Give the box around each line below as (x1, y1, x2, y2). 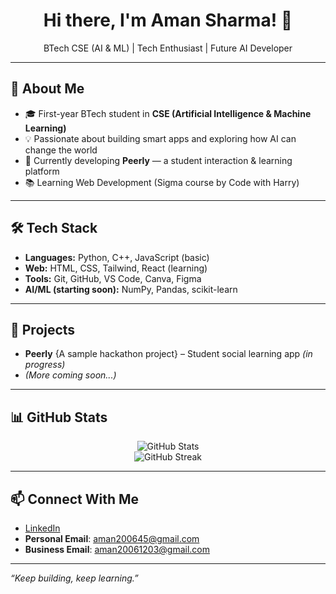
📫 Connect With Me (10, 490, 140, 508)
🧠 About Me (10, 80, 85, 98)
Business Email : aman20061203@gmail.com (24, 544, 211, 555)
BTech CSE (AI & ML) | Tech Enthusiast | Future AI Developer (43, 42, 293, 54)
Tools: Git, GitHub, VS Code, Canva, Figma (24, 272, 202, 284)
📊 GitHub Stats (10, 409, 108, 426)
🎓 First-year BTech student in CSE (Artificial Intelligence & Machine (24, 107, 312, 119)
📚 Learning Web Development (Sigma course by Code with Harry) (24, 176, 300, 188)
